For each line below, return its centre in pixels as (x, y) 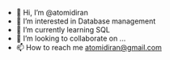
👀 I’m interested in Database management (86, 21)
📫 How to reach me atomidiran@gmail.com (89, 47)
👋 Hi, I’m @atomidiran (52, 13)
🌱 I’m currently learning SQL (63, 30)
